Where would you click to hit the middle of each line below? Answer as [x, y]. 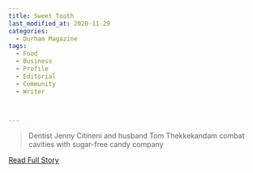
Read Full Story [34, 160]
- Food [27, 54]
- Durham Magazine [47, 39]
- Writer [30, 91]
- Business [34, 62]
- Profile [32, 69]
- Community [36, 84]
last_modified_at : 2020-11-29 [60, 24]
